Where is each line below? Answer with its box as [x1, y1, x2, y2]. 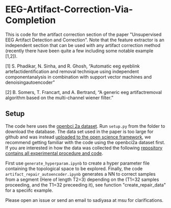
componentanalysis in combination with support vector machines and [5, 74, 152, 80]
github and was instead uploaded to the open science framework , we [5, 134, 151, 140]
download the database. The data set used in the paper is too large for [5, 128, 154, 134]
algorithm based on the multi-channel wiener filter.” [5, 95, 114, 101]
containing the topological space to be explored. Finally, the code [5, 165, 143, 172]
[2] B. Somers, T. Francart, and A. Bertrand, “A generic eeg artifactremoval [5, 89, 162, 95]
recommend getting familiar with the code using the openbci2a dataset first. [5, 139, 165, 145]
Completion [5, 14, 56, 26]
